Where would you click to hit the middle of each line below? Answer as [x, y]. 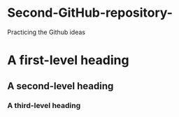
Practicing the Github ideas [46, 32]
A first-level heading [68, 60]
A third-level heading [44, 106]
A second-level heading [60, 86]
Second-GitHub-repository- [90, 13]
